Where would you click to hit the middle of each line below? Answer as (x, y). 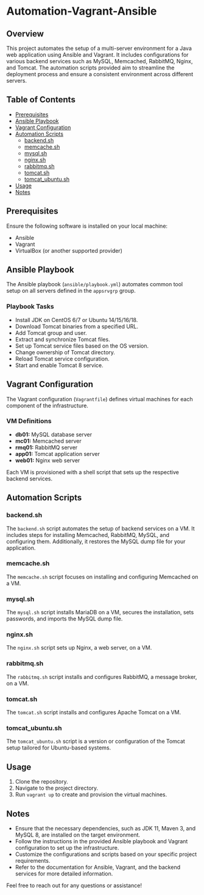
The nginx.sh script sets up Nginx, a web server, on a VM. (79, 648)
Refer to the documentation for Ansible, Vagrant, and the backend (98, 867)
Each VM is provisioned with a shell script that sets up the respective (93, 472)
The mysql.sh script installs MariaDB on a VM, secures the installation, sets (100, 612)
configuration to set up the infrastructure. (67, 848)
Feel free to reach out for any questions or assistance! (74, 885)
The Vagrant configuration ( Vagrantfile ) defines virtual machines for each (100, 399)
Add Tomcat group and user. (51, 332)
